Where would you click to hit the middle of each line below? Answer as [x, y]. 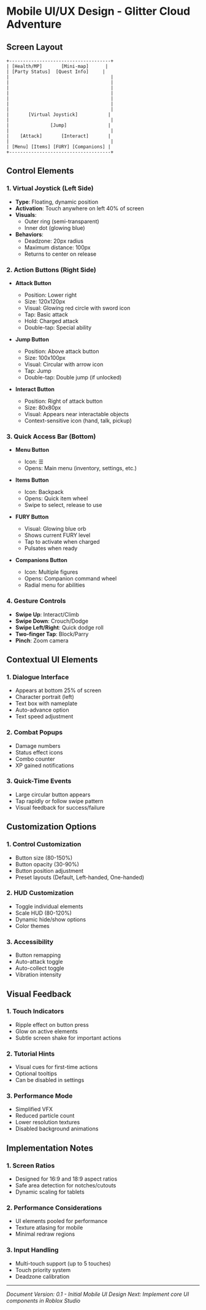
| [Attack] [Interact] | [59, 136]
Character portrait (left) [45, 697]
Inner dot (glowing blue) [55, 227]
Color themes [32, 926]
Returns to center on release [60, 254]
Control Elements [40, 171]
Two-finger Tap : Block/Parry [52, 634]
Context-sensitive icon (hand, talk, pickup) [78, 421]
